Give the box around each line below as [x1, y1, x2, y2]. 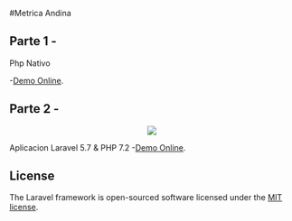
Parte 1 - [9, 33, 57, 49]
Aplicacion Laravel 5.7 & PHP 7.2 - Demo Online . [9, 142, 186, 152]
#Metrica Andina [9, 8, 72, 18]
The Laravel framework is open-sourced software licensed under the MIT [9, 192, 283, 203]
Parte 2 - [9, 101, 60, 116]
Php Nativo [9, 58, 52, 69]
